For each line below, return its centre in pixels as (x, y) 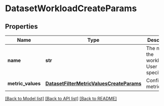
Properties (21, 26)
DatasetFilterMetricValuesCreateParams (93, 83)
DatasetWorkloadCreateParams (71, 9)
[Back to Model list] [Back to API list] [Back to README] (61, 98)
